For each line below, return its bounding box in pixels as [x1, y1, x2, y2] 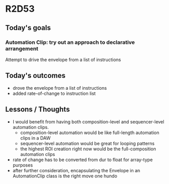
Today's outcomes [5, 71, 66, 80]
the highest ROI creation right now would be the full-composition [20, 146, 156, 152]
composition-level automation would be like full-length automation [20, 129, 159, 136]
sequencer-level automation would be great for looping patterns [20, 140, 155, 146]
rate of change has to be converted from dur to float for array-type [12, 156, 153, 163]
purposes [12, 162, 33, 168]
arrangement [5, 45, 39, 52]
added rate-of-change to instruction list [12, 90, 96, 96]
